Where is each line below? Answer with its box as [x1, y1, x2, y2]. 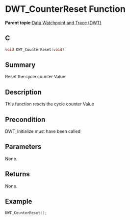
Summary [5, 61, 36, 69]
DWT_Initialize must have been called [5, 128, 81, 134]
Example [5, 197, 32, 206]
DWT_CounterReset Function [5, 3, 126, 15]
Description [5, 88, 42, 96]
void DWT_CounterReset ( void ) [5, 47, 65, 52]
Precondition [5, 115, 46, 124]
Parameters [5, 143, 42, 151]
